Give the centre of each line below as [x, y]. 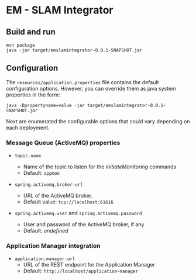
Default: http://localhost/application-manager [81, 271]
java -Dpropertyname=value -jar [45, 105]
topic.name [28, 156]
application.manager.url [45, 259]
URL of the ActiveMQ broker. [58, 196]
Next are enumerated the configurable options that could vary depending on [98, 121]
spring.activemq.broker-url [49, 185]
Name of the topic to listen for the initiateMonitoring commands [100, 167]
